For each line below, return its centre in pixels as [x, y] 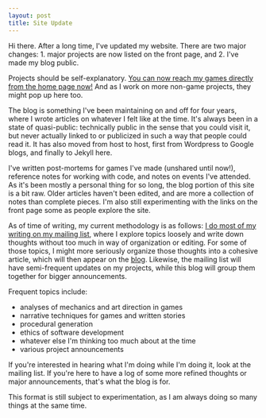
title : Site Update [40, 23]
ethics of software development [72, 332]
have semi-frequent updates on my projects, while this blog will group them [132, 268]
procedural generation [56, 323]
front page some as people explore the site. [79, 210]
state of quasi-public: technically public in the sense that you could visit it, [129, 127]
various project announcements [72, 349]
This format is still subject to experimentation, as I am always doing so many [133, 397]
